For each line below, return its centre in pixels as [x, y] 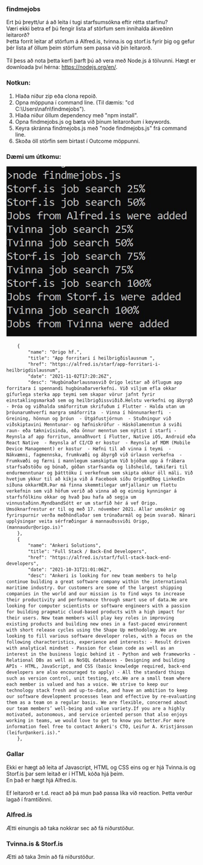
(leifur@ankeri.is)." [34, 733]
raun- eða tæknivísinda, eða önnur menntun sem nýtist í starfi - [92, 431]
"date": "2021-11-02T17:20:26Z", [70, 376]
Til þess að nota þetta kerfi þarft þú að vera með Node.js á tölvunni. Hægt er [101, 61]
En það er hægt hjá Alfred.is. [42, 780]
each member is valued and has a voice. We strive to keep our [88, 684]
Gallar [15, 754]
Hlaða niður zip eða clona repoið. [56, 96]
